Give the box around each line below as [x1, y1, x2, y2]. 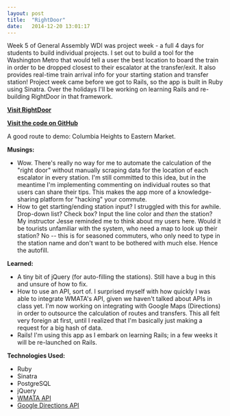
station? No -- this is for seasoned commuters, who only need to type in [16, 232, 220, 240]
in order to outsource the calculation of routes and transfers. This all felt [16, 309, 220, 317]
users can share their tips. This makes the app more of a [16, 188, 177, 196]
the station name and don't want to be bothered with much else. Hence [16, 239, 218, 247]
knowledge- [177, 188, 212, 196]
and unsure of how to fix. [16, 280, 88, 289]
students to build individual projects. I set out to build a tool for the [7, 49, 194, 57]
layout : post [7, 10, 44, 17]
